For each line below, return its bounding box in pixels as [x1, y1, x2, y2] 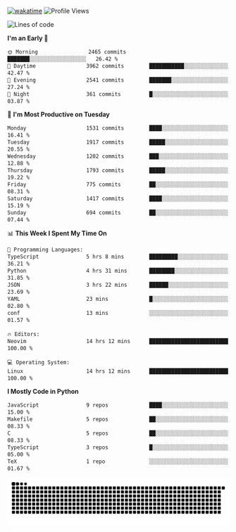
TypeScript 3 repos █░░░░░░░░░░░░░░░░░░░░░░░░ [7, 444, 229, 451]
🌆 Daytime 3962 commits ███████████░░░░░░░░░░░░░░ [7, 63, 229, 70]
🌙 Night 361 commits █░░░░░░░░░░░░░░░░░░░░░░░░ [7, 91, 229, 98]
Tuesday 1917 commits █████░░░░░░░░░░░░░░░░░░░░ [7, 139, 229, 146]
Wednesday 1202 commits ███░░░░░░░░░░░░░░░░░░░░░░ [7, 153, 229, 160]
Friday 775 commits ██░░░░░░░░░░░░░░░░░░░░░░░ [7, 181, 229, 188]
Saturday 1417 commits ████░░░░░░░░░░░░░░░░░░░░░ [7, 195, 229, 202]
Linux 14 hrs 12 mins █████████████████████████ [7, 368, 229, 375]
